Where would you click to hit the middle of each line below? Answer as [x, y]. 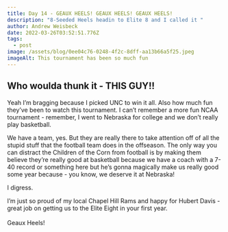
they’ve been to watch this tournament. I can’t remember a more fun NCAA [113, 110]
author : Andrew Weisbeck [42, 26]
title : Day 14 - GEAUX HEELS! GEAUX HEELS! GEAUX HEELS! [90, 13]
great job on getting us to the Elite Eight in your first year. [87, 208]
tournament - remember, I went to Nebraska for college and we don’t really [113, 117]
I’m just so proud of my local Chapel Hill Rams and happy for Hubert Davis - [114, 200]
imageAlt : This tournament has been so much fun [78, 58]
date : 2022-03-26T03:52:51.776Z [53, 33]
